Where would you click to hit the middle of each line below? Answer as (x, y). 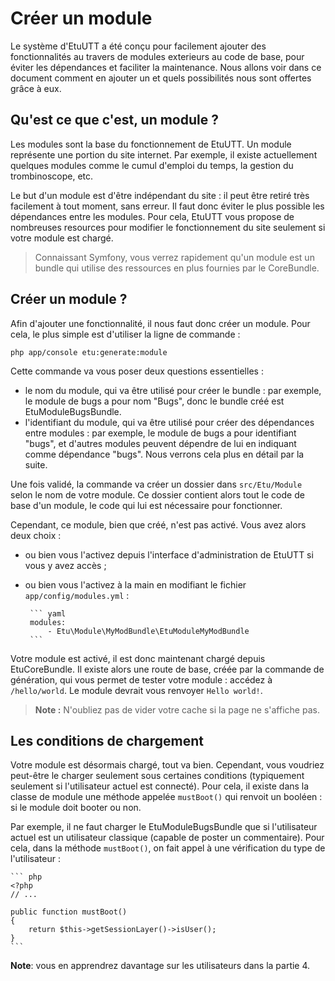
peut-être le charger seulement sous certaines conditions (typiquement (157, 776)
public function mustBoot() (69, 912)
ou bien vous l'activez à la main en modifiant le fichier (135, 584)
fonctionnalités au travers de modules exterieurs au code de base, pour (157, 56)
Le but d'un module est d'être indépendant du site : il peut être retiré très (160, 195)
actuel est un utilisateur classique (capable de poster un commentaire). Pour (167, 838)
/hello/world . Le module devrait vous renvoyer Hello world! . (136, 690)
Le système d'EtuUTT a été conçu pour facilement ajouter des (138, 46)
